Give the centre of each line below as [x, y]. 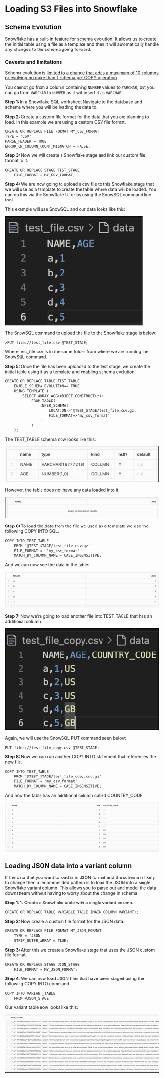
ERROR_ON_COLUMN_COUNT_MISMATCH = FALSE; [48, 146]
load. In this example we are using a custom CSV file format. [66, 122]
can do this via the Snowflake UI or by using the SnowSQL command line [78, 195]
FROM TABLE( [43, 401]
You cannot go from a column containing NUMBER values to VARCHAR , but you [80, 87]
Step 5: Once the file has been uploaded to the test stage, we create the [78, 367]
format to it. [17, 161]
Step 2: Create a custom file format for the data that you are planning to [77, 117]
